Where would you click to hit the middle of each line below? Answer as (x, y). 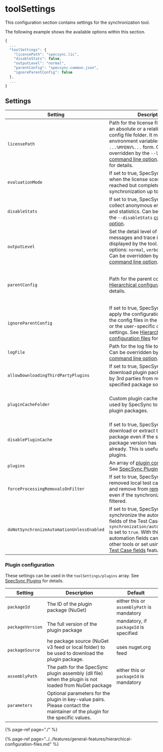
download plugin (128, 373)
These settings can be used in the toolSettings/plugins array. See (72, 575)
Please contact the (68, 705)
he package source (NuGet (78, 641)
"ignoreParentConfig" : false (43, 72)
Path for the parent (130, 279)
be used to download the (75, 653)
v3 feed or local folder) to (76, 647)
